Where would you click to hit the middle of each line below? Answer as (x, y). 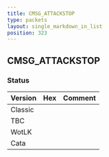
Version (24, 98)
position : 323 (27, 33)
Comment (79, 98)
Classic (22, 109)
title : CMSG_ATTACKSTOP (41, 13)
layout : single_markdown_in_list (55, 26)
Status (18, 80)
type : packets (27, 20)
